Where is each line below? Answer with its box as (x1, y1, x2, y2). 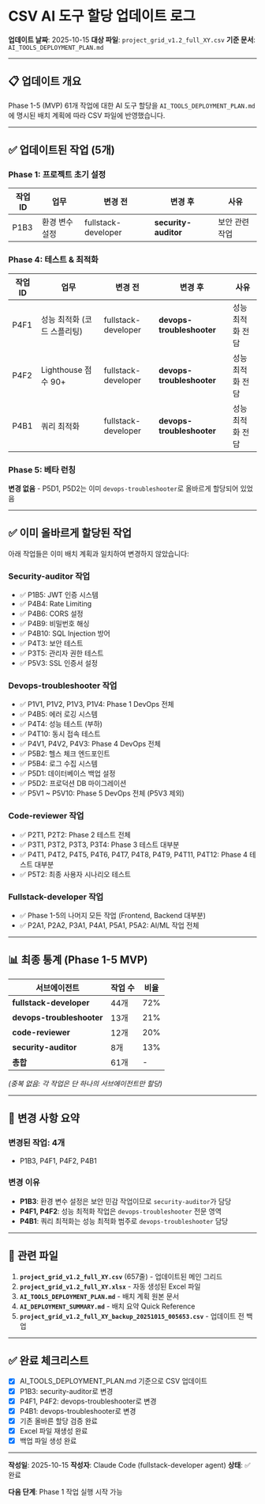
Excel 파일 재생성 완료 (19, 1426, 88, 1435)
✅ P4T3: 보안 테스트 (19, 639, 84, 648)
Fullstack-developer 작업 (8, 891, 104, 902)
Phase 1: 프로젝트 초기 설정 (8, 169, 106, 180)
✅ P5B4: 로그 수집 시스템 (19, 759, 99, 769)
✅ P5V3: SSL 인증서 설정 (19, 659, 99, 668)
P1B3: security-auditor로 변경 (19, 1386, 114, 1396)
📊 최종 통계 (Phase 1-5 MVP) (8, 953, 148, 967)
